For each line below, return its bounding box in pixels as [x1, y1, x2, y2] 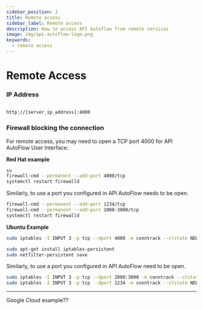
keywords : [6, 37, 31, 43]
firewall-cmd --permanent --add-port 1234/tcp [6, 201, 126, 208]
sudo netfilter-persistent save [6, 252, 88, 258]
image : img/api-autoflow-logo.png [6, 31, 94, 38]
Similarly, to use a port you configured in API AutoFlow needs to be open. [6, 190, 189, 197]
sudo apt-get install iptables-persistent [6, 246, 115, 252]
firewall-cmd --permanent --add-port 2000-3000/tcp [6, 207, 139, 213]
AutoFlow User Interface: [6, 143, 69, 151]
